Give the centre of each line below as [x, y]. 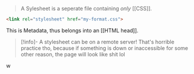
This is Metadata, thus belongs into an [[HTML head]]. [72, 30]
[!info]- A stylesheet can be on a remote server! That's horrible [98, 42]
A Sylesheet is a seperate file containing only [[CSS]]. [86, 9]
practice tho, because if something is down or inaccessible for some [104, 48]
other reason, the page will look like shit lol [73, 54]
